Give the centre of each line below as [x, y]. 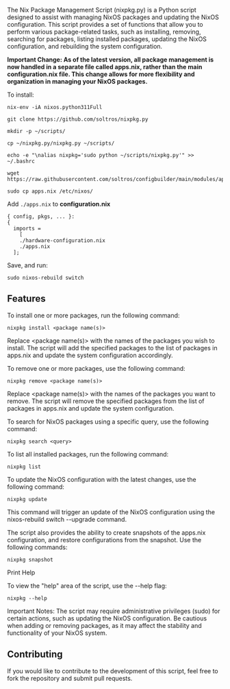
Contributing [35, 654]
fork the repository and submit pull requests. [70, 678]
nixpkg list [24, 467]
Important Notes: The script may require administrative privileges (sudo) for [114, 611]
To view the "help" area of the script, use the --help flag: [87, 585]
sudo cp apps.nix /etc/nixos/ [50, 191]
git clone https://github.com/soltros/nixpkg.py [78, 119]
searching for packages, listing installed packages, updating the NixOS [107, 39]
